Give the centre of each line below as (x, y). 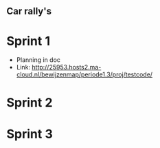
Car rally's (29, 11)
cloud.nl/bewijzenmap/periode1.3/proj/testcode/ (84, 74)
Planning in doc (38, 60)
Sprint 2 (30, 102)
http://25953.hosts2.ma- (67, 67)
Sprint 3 (30, 134)
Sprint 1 (28, 41)
